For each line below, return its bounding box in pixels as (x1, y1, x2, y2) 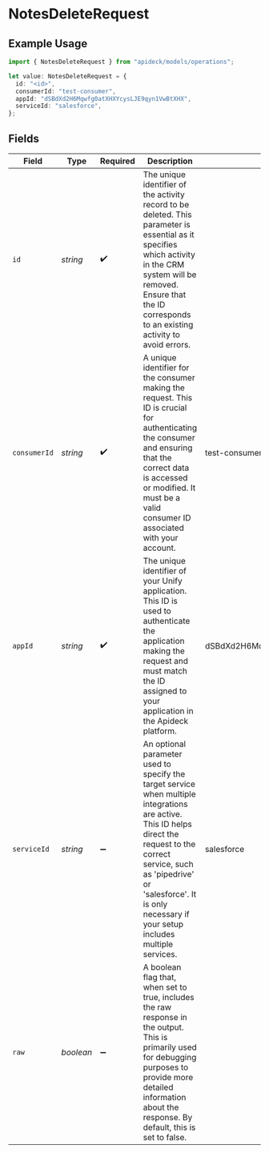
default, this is (143, 1122, 196, 1133)
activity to (143, 329, 180, 340)
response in (143, 1011, 187, 1022)
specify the (143, 768, 186, 779)
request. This (143, 392, 193, 403)
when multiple (143, 788, 196, 799)
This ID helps (143, 818, 192, 830)
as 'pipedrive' (143, 868, 195, 879)
